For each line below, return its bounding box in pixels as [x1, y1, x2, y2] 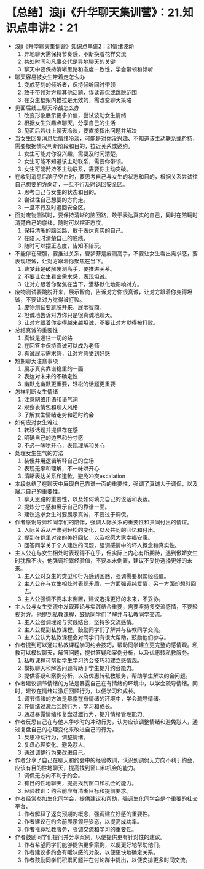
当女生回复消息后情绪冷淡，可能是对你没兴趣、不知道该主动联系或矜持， [14, 134, 198, 142]
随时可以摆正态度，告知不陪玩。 [23, 242, 105, 249]
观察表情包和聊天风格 [23, 403, 78, 410]
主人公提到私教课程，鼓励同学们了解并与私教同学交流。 [23, 626, 164, 633]
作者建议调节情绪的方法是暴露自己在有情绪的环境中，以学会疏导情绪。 [14, 679, 193, 687]
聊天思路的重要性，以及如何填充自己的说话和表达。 [23, 495, 154, 502]
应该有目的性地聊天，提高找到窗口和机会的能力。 [14, 764, 139, 771]
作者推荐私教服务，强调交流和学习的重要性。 [23, 825, 138, 833]
